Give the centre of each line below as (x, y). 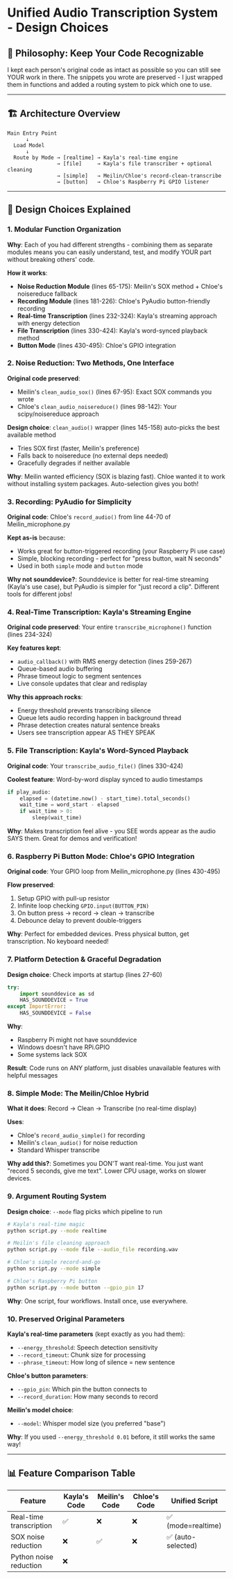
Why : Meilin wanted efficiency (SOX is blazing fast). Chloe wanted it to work (116, 476)
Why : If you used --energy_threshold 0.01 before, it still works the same (111, 1437)
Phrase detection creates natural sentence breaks (88, 725)
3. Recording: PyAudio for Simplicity (69, 501)
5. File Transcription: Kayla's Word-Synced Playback (98, 751)
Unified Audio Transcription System (113, 13)
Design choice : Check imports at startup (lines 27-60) (85, 974)
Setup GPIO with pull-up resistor (63, 899)
